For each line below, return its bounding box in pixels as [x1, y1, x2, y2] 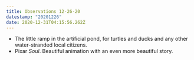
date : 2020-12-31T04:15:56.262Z [6, 19, 86, 25]
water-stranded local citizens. [14, 41, 87, 48]
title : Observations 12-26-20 [6, 8, 81, 15]
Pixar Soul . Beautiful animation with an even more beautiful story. [14, 48, 173, 55]
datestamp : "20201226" [6, 14, 62, 20]
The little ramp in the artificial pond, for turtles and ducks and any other [14, 36, 189, 43]
